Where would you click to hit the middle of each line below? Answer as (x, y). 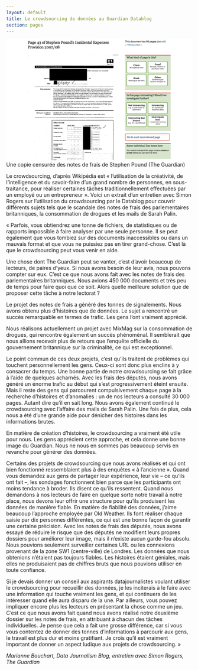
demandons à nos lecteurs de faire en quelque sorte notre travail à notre (94, 495)
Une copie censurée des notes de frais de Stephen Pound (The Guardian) (96, 164)
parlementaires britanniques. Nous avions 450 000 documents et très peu (96, 280)
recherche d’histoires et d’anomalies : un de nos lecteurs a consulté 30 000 (98, 396)
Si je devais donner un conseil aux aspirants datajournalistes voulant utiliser (98, 581)
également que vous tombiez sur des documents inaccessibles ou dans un (97, 238)
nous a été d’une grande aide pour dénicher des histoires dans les (87, 415)
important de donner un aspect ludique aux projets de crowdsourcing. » (94, 644)
